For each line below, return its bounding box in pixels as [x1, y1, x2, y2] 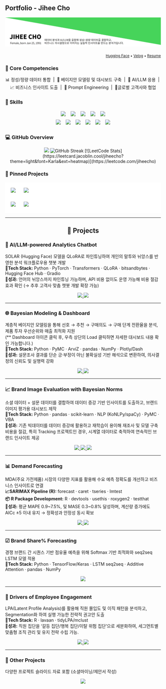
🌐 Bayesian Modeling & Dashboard [5, 310, 90, 317]
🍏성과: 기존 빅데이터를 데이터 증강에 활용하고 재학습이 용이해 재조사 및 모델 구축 [5, 423, 159, 428]
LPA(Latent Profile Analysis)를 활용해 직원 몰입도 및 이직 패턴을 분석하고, [5, 605, 147, 611]
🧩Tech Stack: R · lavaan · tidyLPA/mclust [5, 617, 88, 623]
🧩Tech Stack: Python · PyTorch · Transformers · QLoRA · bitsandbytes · [5, 265, 150, 271]
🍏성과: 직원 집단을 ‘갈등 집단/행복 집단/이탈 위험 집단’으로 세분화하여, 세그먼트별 [5, 623, 159, 629]
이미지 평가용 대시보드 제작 [5, 406, 57, 412]
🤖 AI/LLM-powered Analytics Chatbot [5, 241, 97, 248]
